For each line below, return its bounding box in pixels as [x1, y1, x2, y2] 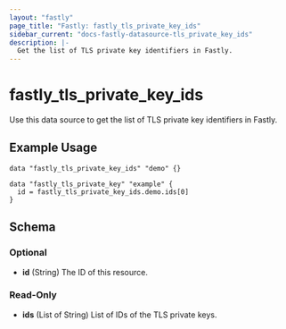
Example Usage [9, 140, 98, 156]
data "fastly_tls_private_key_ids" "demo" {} [9, 164, 181, 173]
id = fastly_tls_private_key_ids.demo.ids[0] [17, 187, 190, 197]
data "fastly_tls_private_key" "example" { [9, 180, 174, 189]
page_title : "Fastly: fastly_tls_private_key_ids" [9, 21, 201, 30]
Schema [9, 220, 56, 235]
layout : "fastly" [9, 13, 74, 22]
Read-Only [9, 289, 58, 301]
